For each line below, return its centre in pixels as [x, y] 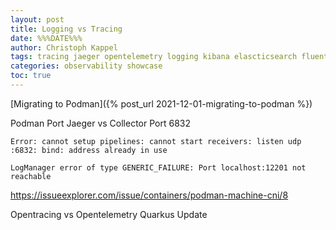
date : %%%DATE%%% [46, 38]
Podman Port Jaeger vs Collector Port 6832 [101, 123]
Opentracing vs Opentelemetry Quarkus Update [109, 214]
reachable [31, 176]
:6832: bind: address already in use [89, 150]
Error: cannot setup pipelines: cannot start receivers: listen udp [156, 141]
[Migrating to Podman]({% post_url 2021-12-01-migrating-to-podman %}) [161, 103]
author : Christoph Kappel [64, 47]
